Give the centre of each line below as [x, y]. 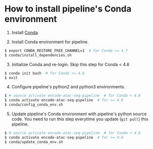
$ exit [11, 78]
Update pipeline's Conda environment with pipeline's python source [79, 114]
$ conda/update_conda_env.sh [34, 142]
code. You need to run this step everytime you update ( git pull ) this [80, 119]
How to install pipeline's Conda [68, 9]
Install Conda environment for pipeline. [50, 41]
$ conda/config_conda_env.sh [34, 105]
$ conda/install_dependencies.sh [38, 55]
